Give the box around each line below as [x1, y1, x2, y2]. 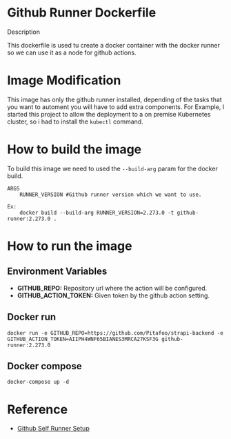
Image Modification [7, 72, 121, 88]
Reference [7, 402, 68, 417]
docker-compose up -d [7, 378, 70, 386]
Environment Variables [7, 266, 108, 277]
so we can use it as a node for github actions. [7, 48, 137, 57]
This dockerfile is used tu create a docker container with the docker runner [7, 41, 221, 49]
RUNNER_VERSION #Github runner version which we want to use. [19, 191, 202, 198]
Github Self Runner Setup [17, 425, 90, 433]
